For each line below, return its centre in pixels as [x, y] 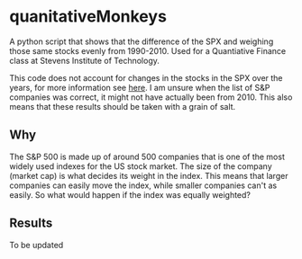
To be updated [37, 245]
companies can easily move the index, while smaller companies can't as [143, 185]
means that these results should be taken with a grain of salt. [123, 106]
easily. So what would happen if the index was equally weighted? [130, 194]
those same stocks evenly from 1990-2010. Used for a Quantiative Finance [148, 50]
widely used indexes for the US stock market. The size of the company [141, 166]
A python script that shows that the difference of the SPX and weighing [142, 41]
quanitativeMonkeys [88, 17]
